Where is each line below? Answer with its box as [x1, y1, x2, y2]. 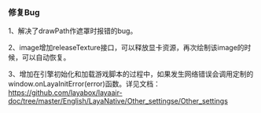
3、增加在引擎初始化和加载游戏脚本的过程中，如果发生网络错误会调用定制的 [8, 69, 254, 79]
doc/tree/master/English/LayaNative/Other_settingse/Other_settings [8, 97, 228, 106]
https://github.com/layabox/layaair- [8, 88, 123, 97]
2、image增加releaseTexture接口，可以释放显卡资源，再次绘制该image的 [8, 43, 245, 53]
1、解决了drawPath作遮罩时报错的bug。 [8, 26, 138, 36]
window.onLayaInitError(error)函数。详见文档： [8, 79, 161, 89]
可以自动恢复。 [21, 53, 71, 62]
